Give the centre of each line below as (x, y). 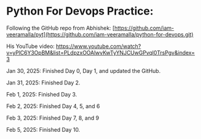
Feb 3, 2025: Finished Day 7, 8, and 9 (53, 118)
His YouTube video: (30, 46)
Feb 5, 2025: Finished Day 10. (43, 129)
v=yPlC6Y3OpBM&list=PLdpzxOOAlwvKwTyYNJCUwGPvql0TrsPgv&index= (101, 52)
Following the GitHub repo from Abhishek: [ (60, 28)
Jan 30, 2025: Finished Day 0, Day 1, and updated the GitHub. (83, 70)
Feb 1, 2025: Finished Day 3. (42, 94)
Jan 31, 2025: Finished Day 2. (43, 83)
